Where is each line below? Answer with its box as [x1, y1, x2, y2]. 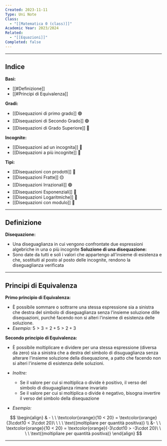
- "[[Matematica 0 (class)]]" [9, 21, 72, 26]
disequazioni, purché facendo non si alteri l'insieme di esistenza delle [12, 315, 155, 321]
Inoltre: [12, 370, 27, 376]
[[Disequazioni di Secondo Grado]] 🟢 [12, 118, 89, 124]
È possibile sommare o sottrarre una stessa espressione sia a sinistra [12, 304, 154, 310]
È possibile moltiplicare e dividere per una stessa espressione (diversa [12, 345, 157, 351]
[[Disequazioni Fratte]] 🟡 [12, 174, 65, 180]
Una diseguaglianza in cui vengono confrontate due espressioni [12, 241, 143, 247]
